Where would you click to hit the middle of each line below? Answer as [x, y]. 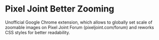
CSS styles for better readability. [38, 32]
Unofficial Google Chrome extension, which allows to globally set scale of [79, 22]
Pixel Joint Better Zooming [60, 9]
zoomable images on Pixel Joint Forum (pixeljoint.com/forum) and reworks [79, 27]
